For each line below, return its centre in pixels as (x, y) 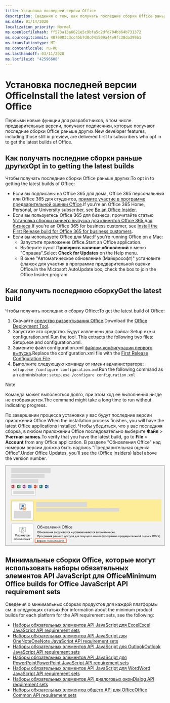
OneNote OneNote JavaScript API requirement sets (65, 641)
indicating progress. (26, 405)
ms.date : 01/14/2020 (27, 21)
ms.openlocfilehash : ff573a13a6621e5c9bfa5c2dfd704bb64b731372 (73, 32)
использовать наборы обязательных (67, 568)
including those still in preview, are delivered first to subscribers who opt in (83, 137)
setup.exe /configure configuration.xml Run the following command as (88, 369)
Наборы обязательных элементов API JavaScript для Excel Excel (81, 625)
